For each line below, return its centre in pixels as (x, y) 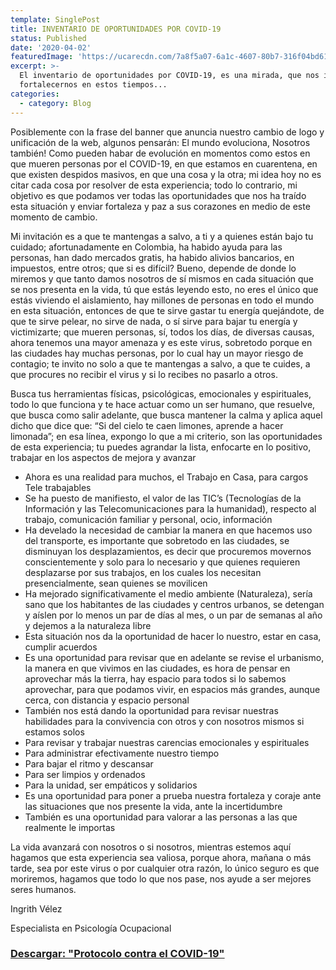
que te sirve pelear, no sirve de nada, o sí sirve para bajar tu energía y (154, 321)
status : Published (48, 38)
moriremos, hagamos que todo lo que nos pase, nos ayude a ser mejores (161, 878)
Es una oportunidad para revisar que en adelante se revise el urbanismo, (174, 657)
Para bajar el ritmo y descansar (89, 763)
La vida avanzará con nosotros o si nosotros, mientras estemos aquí (151, 847)
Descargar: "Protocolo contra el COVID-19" (117, 954)
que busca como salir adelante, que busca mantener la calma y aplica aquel (166, 415)
